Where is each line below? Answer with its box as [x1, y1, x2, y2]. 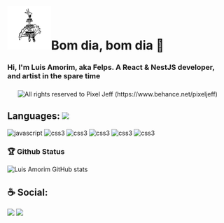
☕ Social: [7, 186, 48, 198]
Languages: [7, 110, 61, 122]
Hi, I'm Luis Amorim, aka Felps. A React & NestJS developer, [7, 62, 215, 72]
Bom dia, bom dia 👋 [51, 38, 164, 54]
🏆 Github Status [7, 146, 65, 156]
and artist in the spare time [7, 71, 101, 81]
